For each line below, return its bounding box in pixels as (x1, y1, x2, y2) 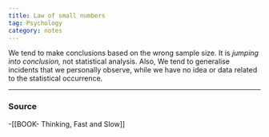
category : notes (8, 26, 62, 34)
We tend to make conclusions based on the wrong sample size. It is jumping (8, 49, 259, 58)
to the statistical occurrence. (8, 73, 103, 84)
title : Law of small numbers (8, 11, 106, 20)
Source (8, 101, 38, 112)
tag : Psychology (8, 19, 62, 27)
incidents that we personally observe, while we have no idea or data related (8, 65, 258, 75)
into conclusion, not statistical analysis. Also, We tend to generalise (8, 57, 231, 66)
